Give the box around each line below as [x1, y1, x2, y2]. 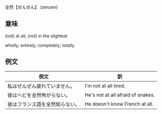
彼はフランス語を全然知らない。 [7, 101, 80, 108]
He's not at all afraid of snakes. [84, 91, 155, 98]
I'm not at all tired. [84, 82, 126, 89]
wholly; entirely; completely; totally [5, 42, 75, 48]
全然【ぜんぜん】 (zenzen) [5, 4, 58, 10]
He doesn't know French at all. [84, 100, 154, 107]
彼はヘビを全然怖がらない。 [7, 92, 71, 98]
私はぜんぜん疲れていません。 [7, 82, 75, 89]
